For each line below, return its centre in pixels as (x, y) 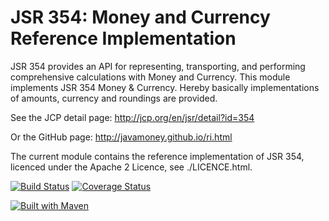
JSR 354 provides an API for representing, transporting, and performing (158, 66)
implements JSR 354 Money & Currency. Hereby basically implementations (165, 87)
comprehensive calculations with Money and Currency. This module (150, 77)
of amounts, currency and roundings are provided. (114, 98)
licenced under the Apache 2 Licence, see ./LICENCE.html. (131, 167)
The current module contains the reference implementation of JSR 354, (157, 156)
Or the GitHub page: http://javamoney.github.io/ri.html (121, 137)
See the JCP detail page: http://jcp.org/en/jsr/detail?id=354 (132, 117)
